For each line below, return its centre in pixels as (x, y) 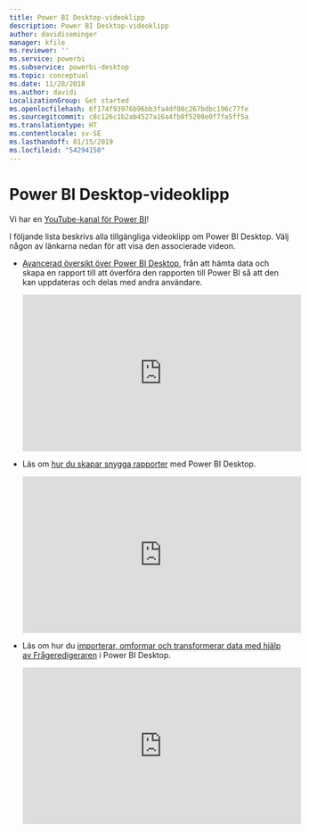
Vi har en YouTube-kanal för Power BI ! (79, 219)
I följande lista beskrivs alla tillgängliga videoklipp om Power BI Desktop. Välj (149, 236)
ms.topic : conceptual (49, 76)
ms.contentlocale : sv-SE (55, 134)
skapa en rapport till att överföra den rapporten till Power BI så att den (150, 272)
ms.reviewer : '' (39, 51)
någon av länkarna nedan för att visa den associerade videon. (122, 245)
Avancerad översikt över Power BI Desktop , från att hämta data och (146, 263)
